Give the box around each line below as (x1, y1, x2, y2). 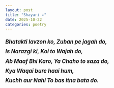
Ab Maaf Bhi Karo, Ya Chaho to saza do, (5, 57, 109, 64)
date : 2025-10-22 (5, 17, 42, 22)
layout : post (5, 7, 33, 13)
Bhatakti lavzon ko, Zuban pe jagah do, (5, 38, 107, 46)
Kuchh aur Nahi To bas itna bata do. (5, 77, 99, 84)
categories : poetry (5, 21, 47, 27)
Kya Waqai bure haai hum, (5, 67, 74, 74)
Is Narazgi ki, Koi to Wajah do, (5, 48, 83, 55)
